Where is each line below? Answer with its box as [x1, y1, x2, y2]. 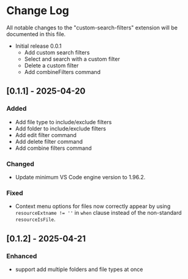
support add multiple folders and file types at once [15, 266, 143, 273]
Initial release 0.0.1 [15, 42, 62, 50]
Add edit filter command [15, 131, 77, 138]
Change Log [6, 4, 69, 18]
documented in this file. [6, 30, 66, 37]
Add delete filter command [15, 138, 83, 145]
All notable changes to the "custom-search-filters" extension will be [6, 24, 178, 31]
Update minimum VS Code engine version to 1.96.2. [15, 173, 146, 180]
